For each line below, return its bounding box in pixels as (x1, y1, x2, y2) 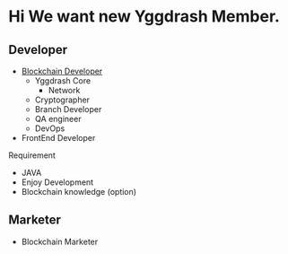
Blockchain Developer (21, 66, 103, 76)
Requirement (8, 150, 56, 161)
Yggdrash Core (34, 75, 92, 86)
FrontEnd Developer (21, 133, 96, 143)
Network (48, 85, 81, 95)
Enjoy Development (21, 177, 94, 188)
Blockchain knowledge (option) (21, 187, 136, 197)
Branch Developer (34, 104, 102, 114)
